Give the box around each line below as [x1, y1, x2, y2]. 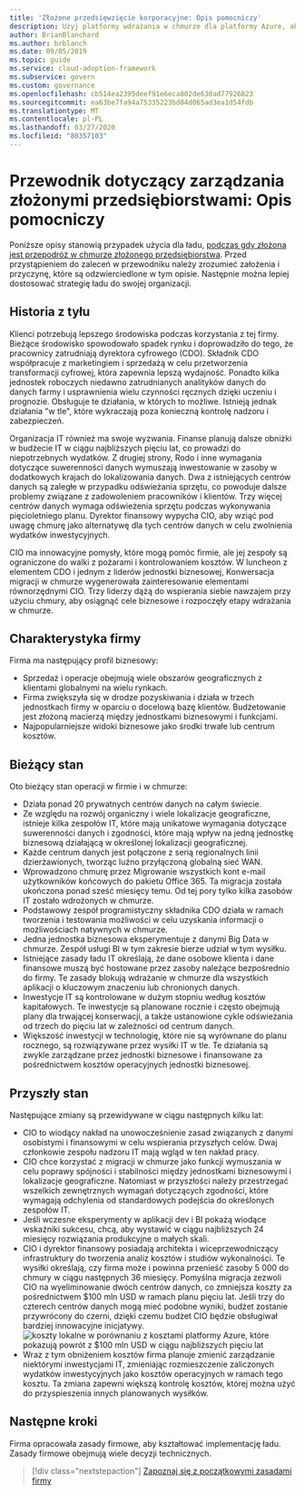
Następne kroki [9, 1414, 98, 1430]
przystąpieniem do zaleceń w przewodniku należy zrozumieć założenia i [9, 258, 280, 269]
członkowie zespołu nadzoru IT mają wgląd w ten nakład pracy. [22, 1146, 260, 1158]
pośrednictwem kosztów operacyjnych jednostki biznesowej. [22, 1059, 251, 1070]
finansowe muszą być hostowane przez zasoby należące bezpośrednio [22, 963, 290, 974]
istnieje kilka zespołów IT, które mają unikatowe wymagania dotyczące [22, 818, 288, 829]
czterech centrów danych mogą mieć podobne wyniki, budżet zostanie [22, 1301, 289, 1312]
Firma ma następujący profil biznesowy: [9, 655, 159, 666]
